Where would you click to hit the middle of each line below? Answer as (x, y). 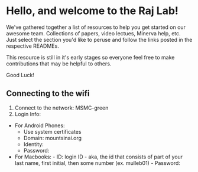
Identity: (34, 144)
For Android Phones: (40, 125)
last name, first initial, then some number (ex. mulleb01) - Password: (97, 163)
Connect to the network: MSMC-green (61, 108)
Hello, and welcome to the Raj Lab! (92, 11)
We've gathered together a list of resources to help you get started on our (96, 27)
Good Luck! (20, 75)
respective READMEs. (33, 46)
